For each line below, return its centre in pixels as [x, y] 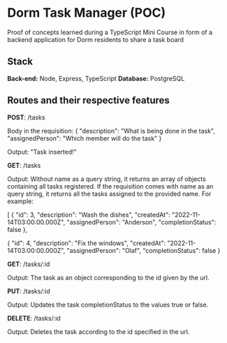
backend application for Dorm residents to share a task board [95, 39]
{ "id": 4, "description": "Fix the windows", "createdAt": [87, 243]
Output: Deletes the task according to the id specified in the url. [98, 331]
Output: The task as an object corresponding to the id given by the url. [108, 277]
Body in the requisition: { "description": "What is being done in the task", [111, 131]
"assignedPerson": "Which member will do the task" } [85, 138]
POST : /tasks [26, 117]
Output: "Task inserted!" [42, 152]
